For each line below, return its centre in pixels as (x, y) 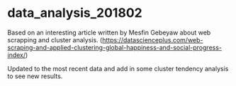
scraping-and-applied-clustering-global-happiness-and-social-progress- (114, 47)
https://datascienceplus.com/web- (152, 39)
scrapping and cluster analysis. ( (55, 39)
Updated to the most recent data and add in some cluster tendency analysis (118, 68)
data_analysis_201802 (75, 13)
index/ (17, 55)
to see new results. (35, 76)
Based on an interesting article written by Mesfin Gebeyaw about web (109, 32)
